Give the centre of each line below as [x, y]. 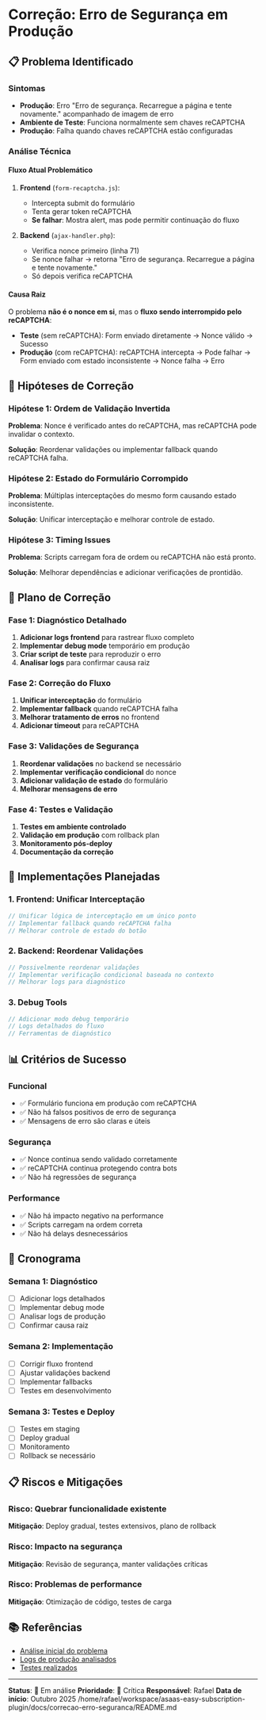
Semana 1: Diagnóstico [53, 1281]
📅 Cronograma [45, 1258]
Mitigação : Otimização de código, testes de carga [90, 1601]
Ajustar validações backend [65, 1373]
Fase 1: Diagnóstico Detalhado [68, 620]
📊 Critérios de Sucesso [67, 1059]
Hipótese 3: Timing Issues [59, 540]
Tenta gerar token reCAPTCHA [82, 211]
